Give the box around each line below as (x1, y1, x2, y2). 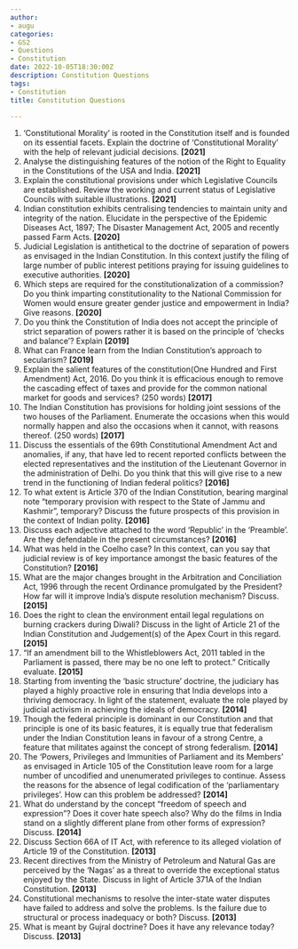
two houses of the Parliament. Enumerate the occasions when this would (22, 411, 290, 422)
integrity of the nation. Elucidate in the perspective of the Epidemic (22, 213, 268, 223)
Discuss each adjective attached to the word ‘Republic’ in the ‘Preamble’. (22, 525, 289, 535)
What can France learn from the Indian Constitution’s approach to (22, 345, 263, 356)
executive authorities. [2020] (22, 269, 130, 280)
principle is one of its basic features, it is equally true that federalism (22, 723, 273, 734)
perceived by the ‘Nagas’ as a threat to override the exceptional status (22, 865, 280, 876)
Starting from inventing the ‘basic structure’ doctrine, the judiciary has (22, 676, 279, 687)
